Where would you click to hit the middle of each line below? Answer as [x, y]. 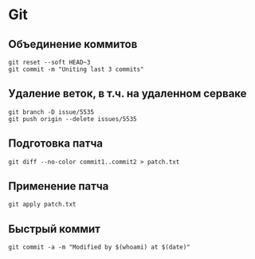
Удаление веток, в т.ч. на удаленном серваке [127, 94]
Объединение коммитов [73, 44]
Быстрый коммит [55, 229]
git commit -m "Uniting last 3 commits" [76, 69]
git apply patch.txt [43, 205]
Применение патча [59, 186]
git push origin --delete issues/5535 [73, 119]
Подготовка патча [56, 144]
